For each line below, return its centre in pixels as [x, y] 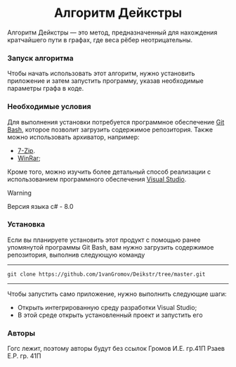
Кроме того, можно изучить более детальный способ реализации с [109, 172]
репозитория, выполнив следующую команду [76, 255]
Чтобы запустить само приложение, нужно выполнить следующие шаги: [117, 294]
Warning [19, 193]
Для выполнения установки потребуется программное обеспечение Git [116, 122]
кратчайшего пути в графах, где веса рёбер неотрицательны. [100, 39]
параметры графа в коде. [46, 89]
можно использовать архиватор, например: [73, 137]
